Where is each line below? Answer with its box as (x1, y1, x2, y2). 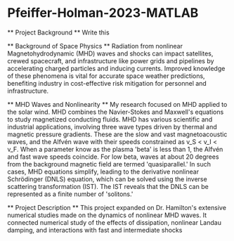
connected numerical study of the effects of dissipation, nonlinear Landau (7, 218, 221, 226)
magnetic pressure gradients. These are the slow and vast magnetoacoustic (7, 130, 228, 138)
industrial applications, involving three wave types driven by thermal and (7, 122, 218, 131)
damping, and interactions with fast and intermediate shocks (7, 226, 183, 234)
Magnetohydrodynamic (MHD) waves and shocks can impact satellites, (7, 49, 214, 58)
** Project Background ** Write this (7, 28, 110, 37)
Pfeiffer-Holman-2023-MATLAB (7, 5, 199, 21)
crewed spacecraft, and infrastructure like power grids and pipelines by (7, 56, 214, 65)
